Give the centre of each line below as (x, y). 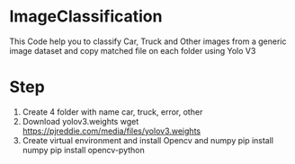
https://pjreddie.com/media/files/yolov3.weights (111, 131)
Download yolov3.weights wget (80, 121)
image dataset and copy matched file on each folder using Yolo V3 (133, 50)
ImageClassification (86, 17)
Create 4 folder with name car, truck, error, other (112, 112)
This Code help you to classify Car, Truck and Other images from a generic (148, 41)
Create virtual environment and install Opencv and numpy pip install (148, 140)
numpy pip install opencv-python (84, 150)
